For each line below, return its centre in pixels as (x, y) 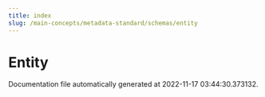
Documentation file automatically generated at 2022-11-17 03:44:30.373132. (133, 84)
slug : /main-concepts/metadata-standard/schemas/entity (103, 23)
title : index (30, 16)
